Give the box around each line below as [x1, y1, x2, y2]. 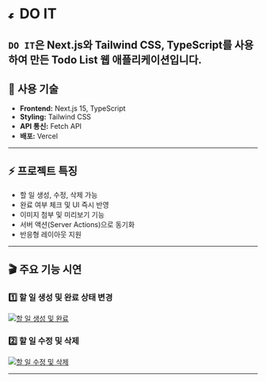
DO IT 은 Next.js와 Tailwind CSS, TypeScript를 [8, 38, 233, 51]
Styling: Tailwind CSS [19, 112, 92, 122]
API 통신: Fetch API [19, 122, 82, 131]
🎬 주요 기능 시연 [8, 263, 82, 276]
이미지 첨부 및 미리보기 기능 [19, 210, 105, 220]
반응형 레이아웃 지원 [19, 230, 82, 240]
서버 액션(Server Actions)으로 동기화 [19, 220, 135, 229]
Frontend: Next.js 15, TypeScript [19, 104, 126, 113]
